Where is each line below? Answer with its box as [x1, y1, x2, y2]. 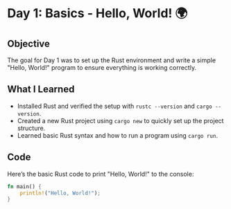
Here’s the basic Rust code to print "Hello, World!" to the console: [7, 170, 194, 178]
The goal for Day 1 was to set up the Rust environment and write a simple [7, 56, 216, 64]
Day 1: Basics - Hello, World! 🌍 [7, 6, 188, 21]
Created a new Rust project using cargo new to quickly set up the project [17, 116, 224, 125]
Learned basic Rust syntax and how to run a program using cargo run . [17, 131, 219, 139]
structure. [17, 124, 46, 132]
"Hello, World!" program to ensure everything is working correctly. [7, 64, 196, 71]
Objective [7, 37, 51, 49]
